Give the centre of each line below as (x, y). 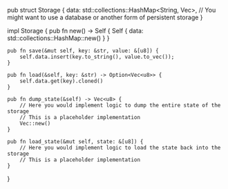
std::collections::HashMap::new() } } (58, 38)
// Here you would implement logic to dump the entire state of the (120, 105)
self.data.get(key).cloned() (61, 81)
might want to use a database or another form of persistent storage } (105, 17)
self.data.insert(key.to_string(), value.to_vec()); (97, 57)
